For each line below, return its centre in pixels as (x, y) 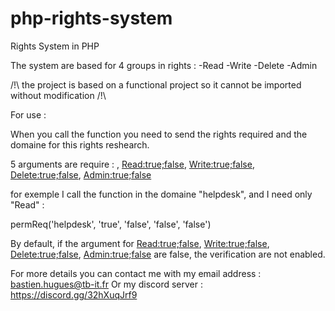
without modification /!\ (58, 95)
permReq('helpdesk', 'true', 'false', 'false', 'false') (111, 224)
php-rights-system (91, 18)
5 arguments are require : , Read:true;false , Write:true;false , (132, 164)
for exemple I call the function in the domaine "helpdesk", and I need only (161, 194)
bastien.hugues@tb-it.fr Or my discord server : (106, 284)
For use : (28, 114)
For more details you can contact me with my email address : (136, 273)
